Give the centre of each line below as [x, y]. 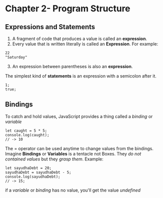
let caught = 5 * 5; [26, 131]
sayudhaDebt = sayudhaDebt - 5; [38, 172]
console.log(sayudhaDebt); [33, 177]
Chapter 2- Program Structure [68, 9]
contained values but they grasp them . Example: [54, 159]
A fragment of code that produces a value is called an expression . [80, 39]
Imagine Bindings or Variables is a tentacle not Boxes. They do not [73, 154]
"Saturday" [16, 57]
